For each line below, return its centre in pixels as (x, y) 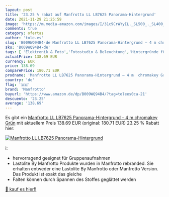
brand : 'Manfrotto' (26, 89)
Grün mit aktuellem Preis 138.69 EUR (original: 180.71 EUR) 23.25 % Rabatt (82, 123)
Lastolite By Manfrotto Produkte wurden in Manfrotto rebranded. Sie (83, 163)
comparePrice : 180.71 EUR (32, 71)
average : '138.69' (24, 104)
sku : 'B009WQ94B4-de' (28, 47)
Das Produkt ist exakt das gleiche (47, 174)
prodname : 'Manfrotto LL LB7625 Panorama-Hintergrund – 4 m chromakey (82, 75)
